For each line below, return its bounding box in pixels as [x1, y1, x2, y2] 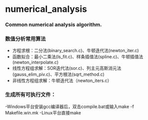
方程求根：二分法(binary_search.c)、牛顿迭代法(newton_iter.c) [12, 48, 139, 54]
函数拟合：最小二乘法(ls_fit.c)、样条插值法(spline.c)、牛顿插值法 [12, 54, 144, 60]
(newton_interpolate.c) [12, 60, 59, 65]
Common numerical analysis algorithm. [5, 21, 102, 28]
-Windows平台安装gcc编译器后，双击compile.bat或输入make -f [5, 103, 134, 110]
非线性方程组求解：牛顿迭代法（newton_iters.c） [12, 78, 112, 84]
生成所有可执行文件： [5, 91, 56, 98]
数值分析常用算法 [5, 36, 46, 43]
